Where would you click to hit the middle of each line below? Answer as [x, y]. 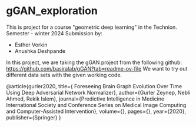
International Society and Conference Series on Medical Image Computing [96, 105]
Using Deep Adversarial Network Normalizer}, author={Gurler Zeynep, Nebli [98, 92]
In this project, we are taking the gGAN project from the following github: [94, 62]
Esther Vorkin [31, 45]
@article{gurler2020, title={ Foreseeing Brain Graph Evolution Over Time [94, 86]
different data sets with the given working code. [64, 75]
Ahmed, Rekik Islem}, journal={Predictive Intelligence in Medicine [85, 99]
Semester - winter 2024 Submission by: [54, 33]
